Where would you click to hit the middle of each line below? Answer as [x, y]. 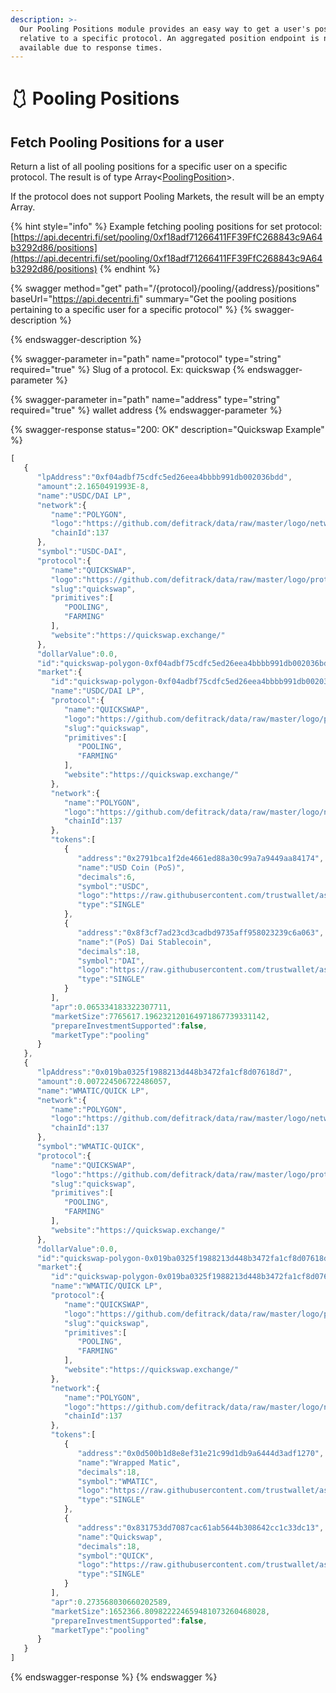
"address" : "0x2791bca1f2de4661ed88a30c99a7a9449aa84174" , [201, 858]
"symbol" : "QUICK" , [116, 1556]
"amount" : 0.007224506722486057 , [104, 1081]
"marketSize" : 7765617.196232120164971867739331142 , [160, 1016]
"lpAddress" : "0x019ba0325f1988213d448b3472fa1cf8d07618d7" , [164, 1072]
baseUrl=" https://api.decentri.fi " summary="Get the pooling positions [153, 299]
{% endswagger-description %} [76, 340]
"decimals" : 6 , [107, 877]
